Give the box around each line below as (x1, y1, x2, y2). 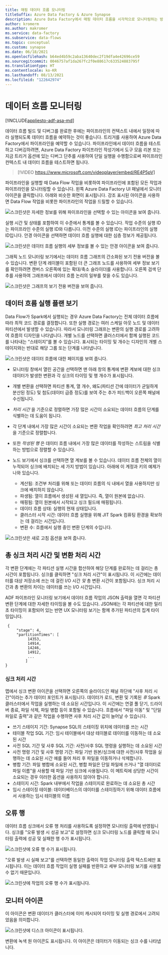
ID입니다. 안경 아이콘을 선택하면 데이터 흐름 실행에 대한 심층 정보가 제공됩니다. (5, 232, 157, 238)
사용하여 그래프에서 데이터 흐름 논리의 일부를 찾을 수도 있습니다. (14, 272, 138, 279)
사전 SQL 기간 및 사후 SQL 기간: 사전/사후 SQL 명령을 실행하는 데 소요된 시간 (12, 742, 162, 748)
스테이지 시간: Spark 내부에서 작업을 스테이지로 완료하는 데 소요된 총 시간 (12, 780, 155, 786)
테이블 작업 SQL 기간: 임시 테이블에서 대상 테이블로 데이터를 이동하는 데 (12, 730, 152, 736)
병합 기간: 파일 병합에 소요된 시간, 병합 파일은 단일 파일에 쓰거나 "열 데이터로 (12, 761, 161, 767)
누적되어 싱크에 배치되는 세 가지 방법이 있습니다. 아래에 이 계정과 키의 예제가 (12, 463, 161, 469)
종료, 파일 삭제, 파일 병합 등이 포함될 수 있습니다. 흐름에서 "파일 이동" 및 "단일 (10, 707, 161, 713)
